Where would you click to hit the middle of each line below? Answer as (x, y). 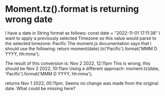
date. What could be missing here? (40, 88)
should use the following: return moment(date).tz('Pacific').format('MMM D (81, 48)
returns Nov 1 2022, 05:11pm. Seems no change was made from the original (82, 83)
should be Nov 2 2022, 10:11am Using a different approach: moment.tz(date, (82, 68)
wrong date (29, 19)
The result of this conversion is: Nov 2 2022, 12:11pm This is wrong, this (78, 63)
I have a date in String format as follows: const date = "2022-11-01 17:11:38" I (82, 33)
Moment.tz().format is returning (72, 9)
